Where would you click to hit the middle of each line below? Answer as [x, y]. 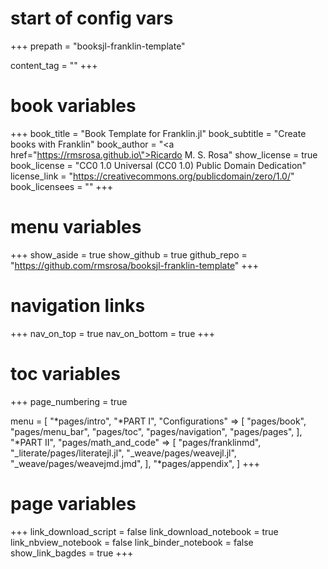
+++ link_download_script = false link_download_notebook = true [144, 531]
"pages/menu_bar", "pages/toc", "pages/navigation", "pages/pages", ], [156, 431]
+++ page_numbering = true [69, 401]
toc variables [65, 373]
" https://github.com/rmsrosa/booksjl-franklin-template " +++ [135, 265]
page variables [73, 503]
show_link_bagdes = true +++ [72, 553]
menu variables [76, 227]
